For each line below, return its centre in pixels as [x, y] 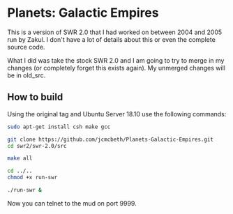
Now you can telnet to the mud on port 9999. [72, 203]
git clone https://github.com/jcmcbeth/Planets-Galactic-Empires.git [111, 139]
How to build [35, 97]
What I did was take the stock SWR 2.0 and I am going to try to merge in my [116, 60]
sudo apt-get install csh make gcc [59, 127]
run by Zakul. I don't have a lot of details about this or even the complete [112, 39]
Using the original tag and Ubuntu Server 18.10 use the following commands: [117, 114]
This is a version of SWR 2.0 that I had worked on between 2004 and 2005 [115, 32]
